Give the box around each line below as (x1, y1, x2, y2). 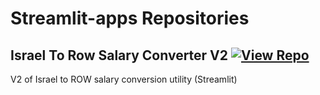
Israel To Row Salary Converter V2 (10, 47, 229, 64)
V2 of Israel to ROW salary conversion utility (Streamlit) (10, 73, 238, 85)
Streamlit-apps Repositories (10, 7, 250, 30)
